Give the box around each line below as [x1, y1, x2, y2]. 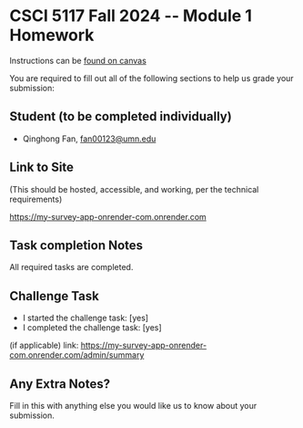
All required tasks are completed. [9, 262, 134, 273]
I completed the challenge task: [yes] [22, 322, 162, 333]
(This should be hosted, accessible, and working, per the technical [9, 183, 259, 194]
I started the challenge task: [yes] [22, 312, 148, 324]
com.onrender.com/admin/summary [9, 350, 145, 360]
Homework [9, 25, 95, 46]
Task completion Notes [9, 237, 144, 253]
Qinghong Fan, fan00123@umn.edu [22, 133, 157, 144]
